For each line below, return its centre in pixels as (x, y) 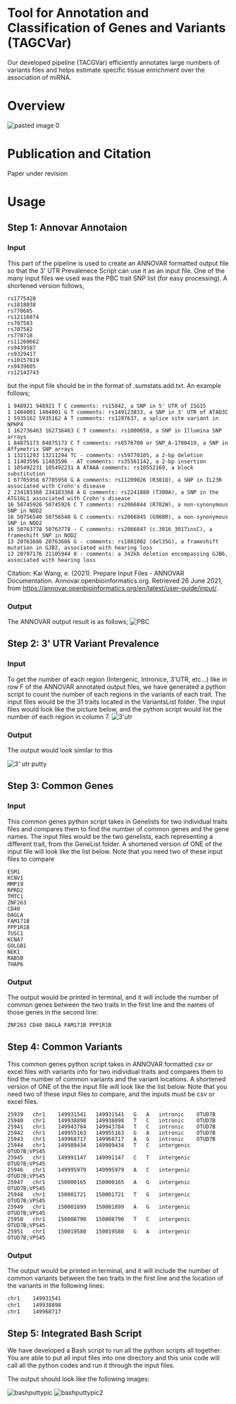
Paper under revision (38, 173)
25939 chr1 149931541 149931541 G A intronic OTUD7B (112, 1114)
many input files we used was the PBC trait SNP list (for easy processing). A (117, 278)
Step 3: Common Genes (61, 786)
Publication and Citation (79, 154)
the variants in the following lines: (56, 1285)
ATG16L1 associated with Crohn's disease (69, 498)
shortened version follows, (46, 285)
